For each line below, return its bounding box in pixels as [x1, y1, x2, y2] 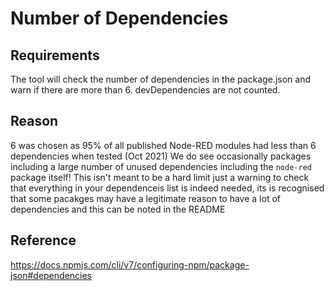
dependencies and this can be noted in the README [10, 203, 226, 215]
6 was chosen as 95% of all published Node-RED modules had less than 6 [10, 139, 317, 151]
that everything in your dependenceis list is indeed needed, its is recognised [10, 182, 325, 194]
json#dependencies [10, 269, 92, 281]
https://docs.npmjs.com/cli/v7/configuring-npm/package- [10, 258, 250, 271]
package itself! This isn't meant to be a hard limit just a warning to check [10, 171, 310, 183]
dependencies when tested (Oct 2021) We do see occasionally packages [10, 150, 312, 162]
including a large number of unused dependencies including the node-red [10, 160, 312, 172]
